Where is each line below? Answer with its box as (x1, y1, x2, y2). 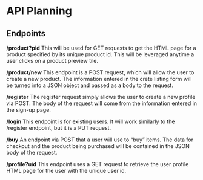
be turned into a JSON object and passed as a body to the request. (6, 82, 174, 89)
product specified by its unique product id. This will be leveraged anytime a (6, 51, 195, 58)
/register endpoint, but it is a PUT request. (6, 124, 111, 131)
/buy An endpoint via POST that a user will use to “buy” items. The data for (6, 136, 194, 143)
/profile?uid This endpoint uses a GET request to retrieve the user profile (6, 161, 189, 167)
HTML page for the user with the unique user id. (6, 167, 127, 174)
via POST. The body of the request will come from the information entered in (6, 100, 198, 107)
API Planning (6, 4, 73, 18)
